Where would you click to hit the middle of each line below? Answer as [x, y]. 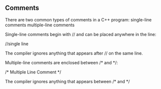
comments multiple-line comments [40, 25]
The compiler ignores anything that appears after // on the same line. [74, 53]
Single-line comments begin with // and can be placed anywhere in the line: [81, 34]
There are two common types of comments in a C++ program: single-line [78, 19]
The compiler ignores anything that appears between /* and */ [67, 81]
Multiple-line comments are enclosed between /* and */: [62, 62]
